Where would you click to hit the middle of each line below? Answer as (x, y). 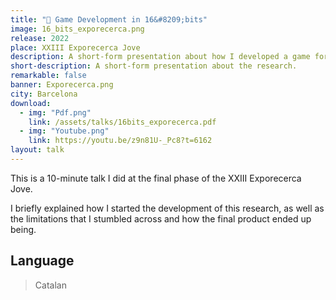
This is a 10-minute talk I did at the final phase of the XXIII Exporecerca (156, 178)
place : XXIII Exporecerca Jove (75, 47)
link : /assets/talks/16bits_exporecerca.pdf (122, 122)
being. (23, 229)
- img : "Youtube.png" (64, 131)
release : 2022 (40, 38)
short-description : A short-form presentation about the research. (154, 66)
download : (31, 103)
